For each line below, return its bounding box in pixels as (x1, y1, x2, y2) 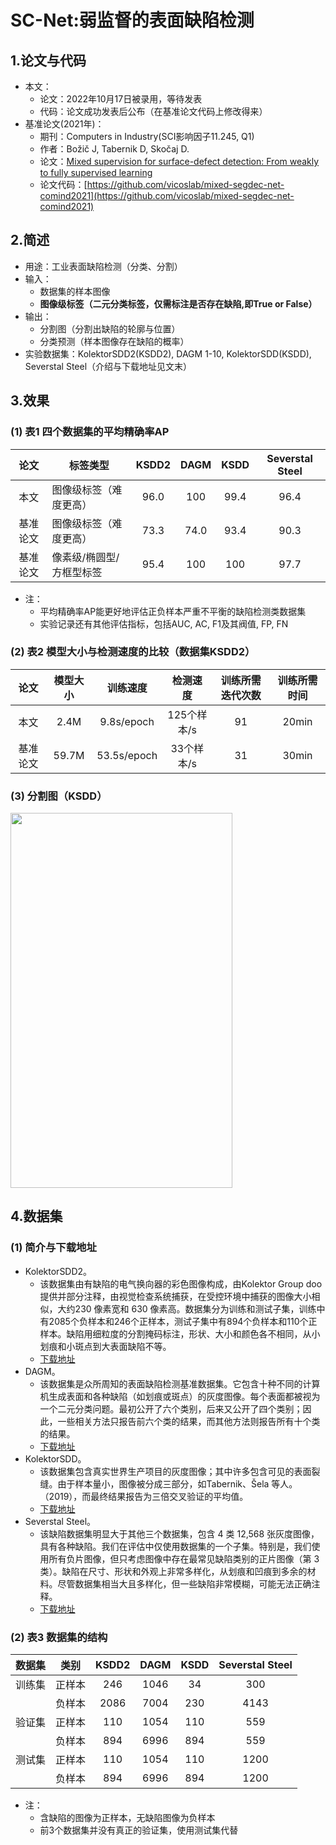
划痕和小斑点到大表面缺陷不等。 (39, 1340, 172, 1352)
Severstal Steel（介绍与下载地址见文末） (24, 360, 193, 372)
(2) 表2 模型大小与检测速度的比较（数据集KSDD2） (10, 645, 256, 659)
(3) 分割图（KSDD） (10, 789, 108, 803)
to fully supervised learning (39, 167, 153, 178)
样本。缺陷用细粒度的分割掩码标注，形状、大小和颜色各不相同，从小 (39, 1327, 321, 1340)
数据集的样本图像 (39, 285, 111, 297)
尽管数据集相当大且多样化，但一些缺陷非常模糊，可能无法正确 (57, 1577, 312, 1590)
